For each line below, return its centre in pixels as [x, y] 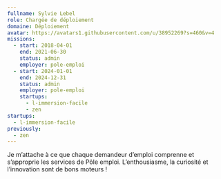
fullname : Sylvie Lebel [41, 13]
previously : [24, 129]
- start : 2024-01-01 [43, 71]
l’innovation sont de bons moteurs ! [57, 169]
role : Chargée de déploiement [51, 20]
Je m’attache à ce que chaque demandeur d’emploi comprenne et [101, 155]
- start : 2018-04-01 [43, 45]
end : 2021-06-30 [43, 52]
